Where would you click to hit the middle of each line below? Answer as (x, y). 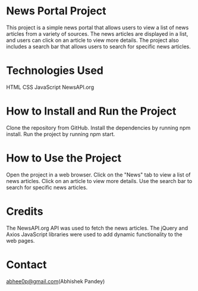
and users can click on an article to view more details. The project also (93, 40)
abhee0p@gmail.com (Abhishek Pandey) (56, 281)
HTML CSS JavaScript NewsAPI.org (50, 87)
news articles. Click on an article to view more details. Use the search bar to (99, 181)
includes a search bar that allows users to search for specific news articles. (99, 47)
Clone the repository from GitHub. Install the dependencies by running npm (98, 128)
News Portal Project (56, 11)
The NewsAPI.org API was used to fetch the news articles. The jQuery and (97, 228)
